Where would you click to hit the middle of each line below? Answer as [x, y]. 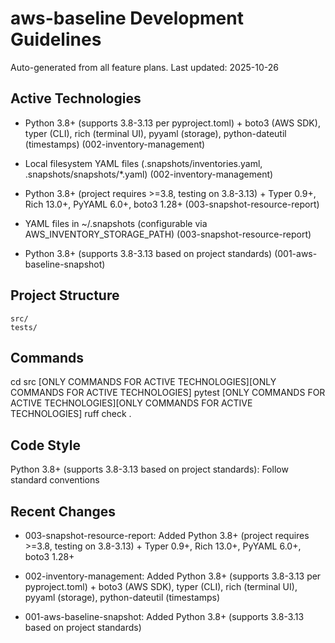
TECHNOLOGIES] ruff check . [71, 414]
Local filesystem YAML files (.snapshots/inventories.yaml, [143, 163]
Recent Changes [63, 511]
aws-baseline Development [127, 18]
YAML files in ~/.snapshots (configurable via [116, 223]
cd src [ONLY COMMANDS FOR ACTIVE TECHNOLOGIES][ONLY [143, 382]
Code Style [45, 445]
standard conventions [55, 480]
